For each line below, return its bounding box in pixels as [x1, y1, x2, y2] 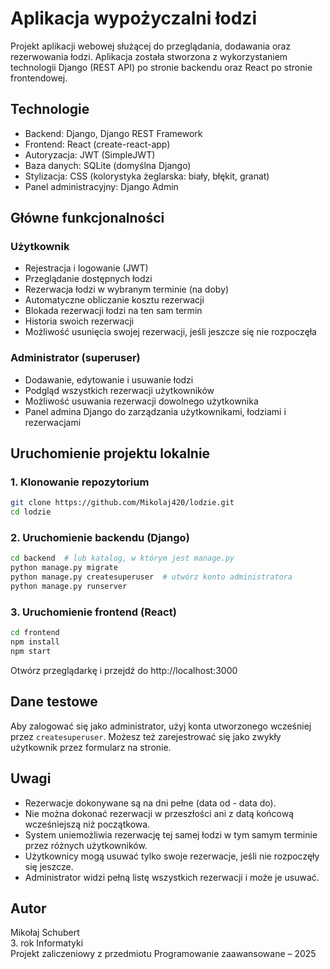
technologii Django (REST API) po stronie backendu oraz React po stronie [10, 61, 313, 73]
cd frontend [10, 628, 60, 638]
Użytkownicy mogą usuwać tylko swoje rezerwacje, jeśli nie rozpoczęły [24, 850, 320, 862]
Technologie [10, 101, 90, 118]
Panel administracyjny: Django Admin [24, 180, 179, 192]
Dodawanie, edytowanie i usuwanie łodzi [24, 373, 194, 386]
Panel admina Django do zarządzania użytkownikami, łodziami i [24, 405, 287, 417]
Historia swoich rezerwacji [24, 315, 135, 327]
